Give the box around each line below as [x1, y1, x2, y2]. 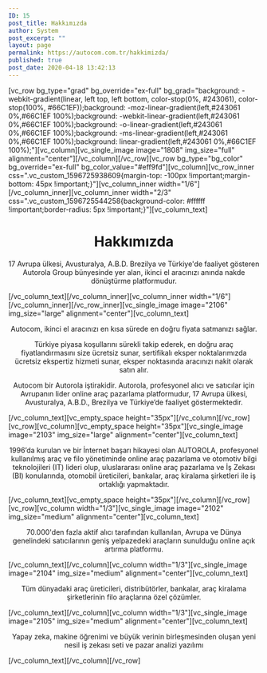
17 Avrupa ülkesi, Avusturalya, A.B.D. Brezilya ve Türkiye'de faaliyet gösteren [8, 259, 260, 269]
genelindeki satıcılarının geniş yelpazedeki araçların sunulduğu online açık [12, 536, 256, 545]
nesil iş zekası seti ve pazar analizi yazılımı [64, 640, 204, 650]
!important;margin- [188, 170, 251, 180]
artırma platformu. [104, 544, 164, 554]
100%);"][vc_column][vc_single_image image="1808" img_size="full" [8, 145, 235, 154]
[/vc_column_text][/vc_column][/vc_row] [8, 655, 141, 665]
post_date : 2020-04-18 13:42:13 [8, 64, 116, 72]
